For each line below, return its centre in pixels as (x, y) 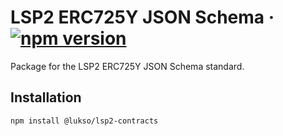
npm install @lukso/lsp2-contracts (84, 121)
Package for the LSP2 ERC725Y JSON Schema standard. (127, 66)
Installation (46, 97)
